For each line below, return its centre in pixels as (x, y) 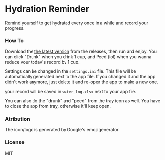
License (15, 142)
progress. (15, 28)
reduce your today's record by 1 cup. (42, 62)
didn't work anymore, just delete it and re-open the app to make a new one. (82, 82)
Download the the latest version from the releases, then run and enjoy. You (81, 51)
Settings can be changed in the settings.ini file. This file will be (71, 71)
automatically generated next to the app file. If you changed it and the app (80, 77)
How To (14, 40)
